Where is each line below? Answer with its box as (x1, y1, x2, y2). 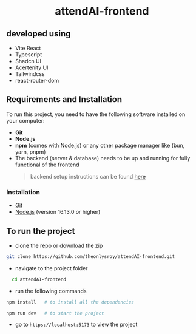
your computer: (6, 117, 45, 124)
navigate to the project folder (15, 264, 88, 271)
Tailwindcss (15, 70, 45, 77)
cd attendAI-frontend (12, 276, 67, 282)
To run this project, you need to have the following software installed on (6, 111, 186, 118)
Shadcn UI (15, 58, 41, 64)
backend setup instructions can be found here (30, 172, 146, 180)
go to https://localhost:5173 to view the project (15, 321, 138, 329)
